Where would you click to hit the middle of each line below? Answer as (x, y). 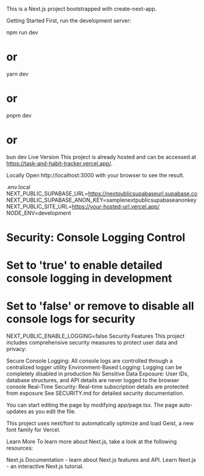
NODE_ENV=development (39, 213)
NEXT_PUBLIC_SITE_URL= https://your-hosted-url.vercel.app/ (83, 206)
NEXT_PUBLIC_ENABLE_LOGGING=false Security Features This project (95, 336)
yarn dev (17, 74)
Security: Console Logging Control (96, 238)
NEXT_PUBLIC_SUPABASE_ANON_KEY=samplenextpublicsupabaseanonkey (101, 200)
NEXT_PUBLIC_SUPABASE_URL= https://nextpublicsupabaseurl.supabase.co (102, 193)
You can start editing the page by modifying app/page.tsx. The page (92, 405)
